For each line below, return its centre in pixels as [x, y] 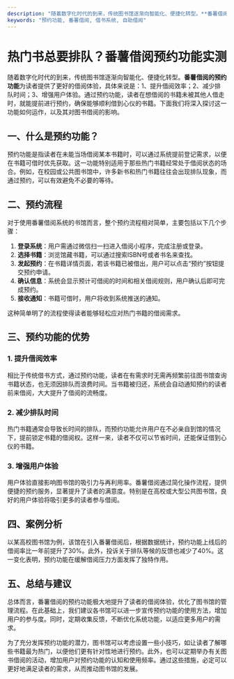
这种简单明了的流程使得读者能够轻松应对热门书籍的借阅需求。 [96, 313]
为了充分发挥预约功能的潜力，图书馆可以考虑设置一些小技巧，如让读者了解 [114, 642]
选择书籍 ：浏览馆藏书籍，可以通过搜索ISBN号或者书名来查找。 [107, 255]
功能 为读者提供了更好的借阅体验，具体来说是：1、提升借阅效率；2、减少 [111, 86]
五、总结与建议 [39, 583]
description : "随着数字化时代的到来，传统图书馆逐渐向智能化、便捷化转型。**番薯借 [115, 14]
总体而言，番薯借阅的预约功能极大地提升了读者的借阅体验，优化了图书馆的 [114, 601]
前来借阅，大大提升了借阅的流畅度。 [59, 392]
